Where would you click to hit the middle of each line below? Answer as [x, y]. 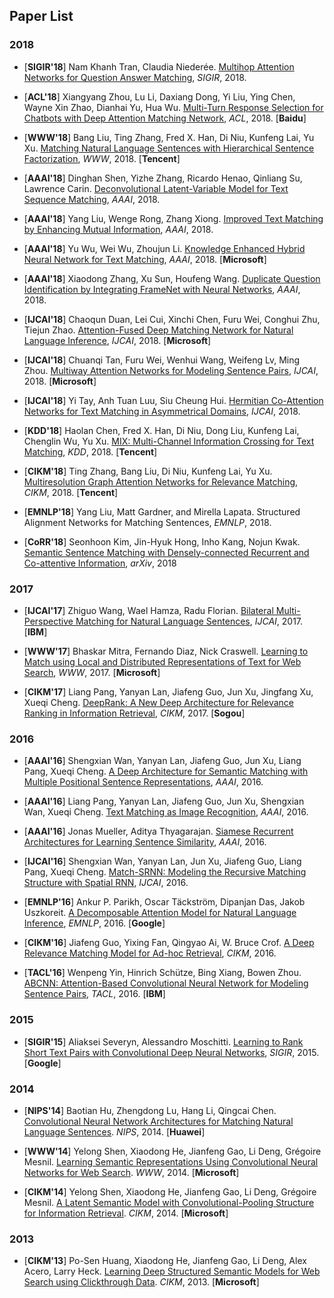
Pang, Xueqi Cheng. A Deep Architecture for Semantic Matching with [166, 771]
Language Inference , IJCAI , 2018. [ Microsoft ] [117, 340]
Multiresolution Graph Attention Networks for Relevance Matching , [161, 481]
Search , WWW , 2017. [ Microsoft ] [92, 672]
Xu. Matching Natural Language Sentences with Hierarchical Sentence [169, 148]
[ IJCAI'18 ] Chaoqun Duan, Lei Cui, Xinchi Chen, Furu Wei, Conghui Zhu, [172, 319]
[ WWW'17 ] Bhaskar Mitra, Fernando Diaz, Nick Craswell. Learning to [166, 651]
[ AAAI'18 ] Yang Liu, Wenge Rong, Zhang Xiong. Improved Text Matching [173, 218]
